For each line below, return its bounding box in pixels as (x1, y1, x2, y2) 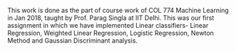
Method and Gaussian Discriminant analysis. (7, 36, 138, 45)
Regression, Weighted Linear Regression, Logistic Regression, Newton (7, 28, 214, 37)
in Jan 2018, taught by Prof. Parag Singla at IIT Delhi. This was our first (7, 14, 215, 22)
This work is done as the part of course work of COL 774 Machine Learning (7, 6, 230, 14)
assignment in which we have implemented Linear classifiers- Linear (7, 21, 209, 29)
